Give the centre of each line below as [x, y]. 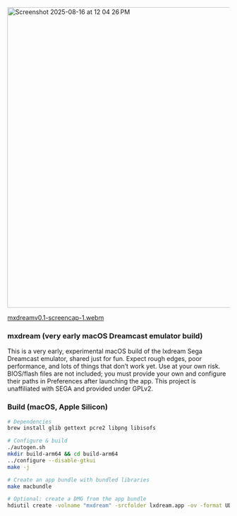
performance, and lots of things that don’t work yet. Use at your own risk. [114, 367]
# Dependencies [30, 422]
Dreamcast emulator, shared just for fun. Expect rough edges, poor [105, 359]
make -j [19, 467]
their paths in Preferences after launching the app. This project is [102, 381]
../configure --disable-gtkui [52, 460]
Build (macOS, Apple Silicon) [57, 407]
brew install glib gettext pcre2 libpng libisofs [82, 428]
